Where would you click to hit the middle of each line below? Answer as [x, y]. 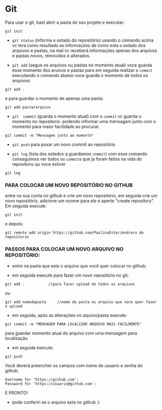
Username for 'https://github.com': [42, 379]
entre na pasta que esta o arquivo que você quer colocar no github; [79, 266]
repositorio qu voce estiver [39, 164]
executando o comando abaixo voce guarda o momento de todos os [80, 75]
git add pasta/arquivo [28, 107]
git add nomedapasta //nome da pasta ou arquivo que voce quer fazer [81, 302]
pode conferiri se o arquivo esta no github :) [56, 402]
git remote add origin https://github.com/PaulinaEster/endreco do [74, 233]
